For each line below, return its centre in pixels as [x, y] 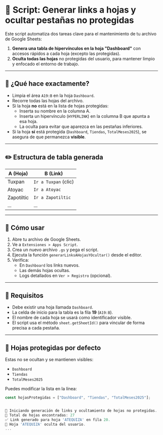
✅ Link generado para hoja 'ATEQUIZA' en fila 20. [58, 420]
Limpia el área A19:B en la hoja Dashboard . [53, 95]
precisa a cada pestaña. [36, 328]
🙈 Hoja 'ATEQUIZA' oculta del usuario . [45, 424]
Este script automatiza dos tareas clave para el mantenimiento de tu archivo [81, 34]
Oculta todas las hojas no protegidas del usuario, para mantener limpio [83, 58]
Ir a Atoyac [47, 190]
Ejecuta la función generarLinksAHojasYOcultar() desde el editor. [77, 255]
